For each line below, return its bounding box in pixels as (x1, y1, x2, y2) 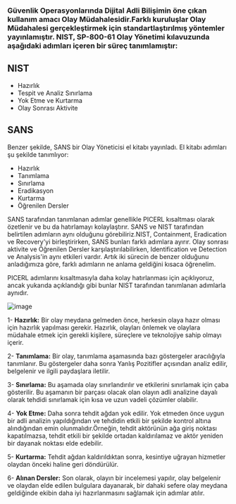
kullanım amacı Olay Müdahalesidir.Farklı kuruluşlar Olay (7, 14, 206, 24)
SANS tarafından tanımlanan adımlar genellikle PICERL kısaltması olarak (7, 215, 215, 223)
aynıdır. (7, 288, 29, 297)
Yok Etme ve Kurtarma (17, 96, 83, 104)
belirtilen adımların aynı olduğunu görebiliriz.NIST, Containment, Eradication (7, 229, 227, 238)
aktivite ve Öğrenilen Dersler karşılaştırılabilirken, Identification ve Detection (7, 245, 227, 253)
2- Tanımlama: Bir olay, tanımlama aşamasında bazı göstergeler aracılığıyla (7, 351, 225, 360)
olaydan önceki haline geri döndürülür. (7, 460, 119, 468)
